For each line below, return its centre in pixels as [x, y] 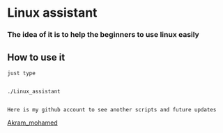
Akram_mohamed [32, 123]
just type [22, 73]
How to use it [36, 57]
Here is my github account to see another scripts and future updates [112, 109]
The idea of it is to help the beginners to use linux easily [103, 35]
